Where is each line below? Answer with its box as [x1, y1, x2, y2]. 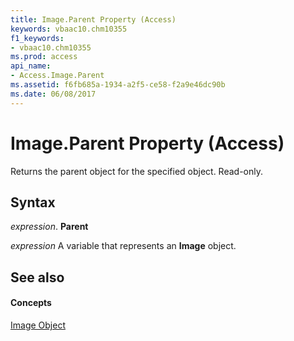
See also [10, 269, 65, 286]
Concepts [10, 297, 52, 309]
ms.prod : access [10, 52, 78, 62]
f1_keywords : [10, 33, 65, 43]
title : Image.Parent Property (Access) [10, 14, 177, 25]
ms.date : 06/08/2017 [10, 89, 97, 99]
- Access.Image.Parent [10, 71, 105, 81]
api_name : [10, 61, 52, 71]
